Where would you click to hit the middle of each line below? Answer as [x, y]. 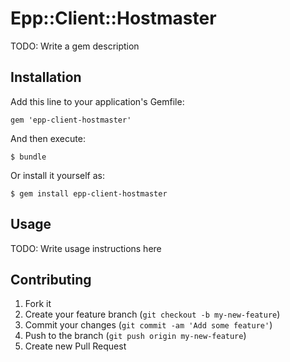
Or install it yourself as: [57, 175]
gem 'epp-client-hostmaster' [71, 120]
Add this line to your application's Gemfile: [97, 101]
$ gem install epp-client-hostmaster [89, 193]
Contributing [51, 279]
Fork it [38, 304]
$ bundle [28, 157]
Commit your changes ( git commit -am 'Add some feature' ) [148, 325]
